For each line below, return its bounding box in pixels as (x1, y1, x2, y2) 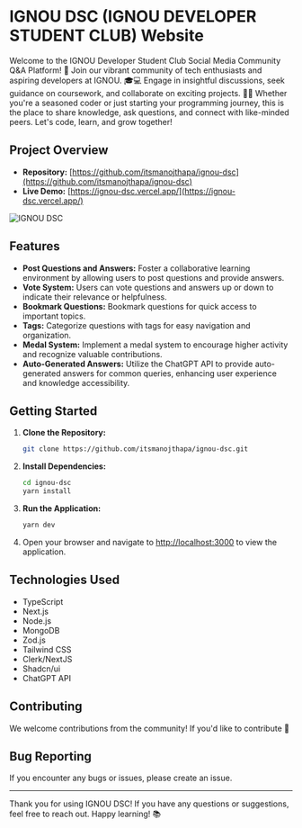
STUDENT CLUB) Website (9, 25, 204, 46)
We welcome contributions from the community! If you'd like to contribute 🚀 (9, 723, 290, 733)
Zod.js (22, 634, 47, 645)
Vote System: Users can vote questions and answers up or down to (22, 282, 274, 292)
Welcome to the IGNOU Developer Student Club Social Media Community (9, 55, 281, 66)
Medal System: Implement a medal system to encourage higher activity (22, 339, 289, 350)
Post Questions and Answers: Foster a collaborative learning (22, 263, 251, 274)
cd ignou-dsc (22, 479, 72, 488)
